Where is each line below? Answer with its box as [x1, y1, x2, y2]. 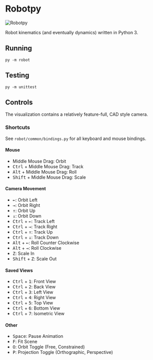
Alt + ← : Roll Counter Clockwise [12, 240, 79, 246]
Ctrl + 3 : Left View [12, 289, 54, 295]
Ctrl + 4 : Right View [12, 295, 56, 301]
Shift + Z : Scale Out [12, 256, 57, 262]
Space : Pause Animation [12, 333, 64, 339]
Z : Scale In [12, 250, 35, 257]
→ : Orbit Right [12, 202, 40, 208]
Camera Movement [5, 186, 46, 192]
